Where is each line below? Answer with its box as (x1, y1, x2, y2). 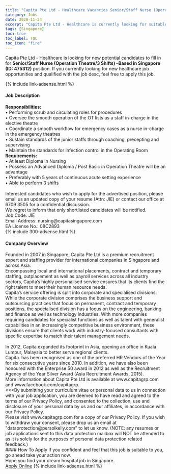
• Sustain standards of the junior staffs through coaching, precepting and (5, 136, 159, 142)
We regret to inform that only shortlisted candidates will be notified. (5, 207, 147, 213)
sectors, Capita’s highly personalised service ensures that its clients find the (5, 279, 165, 285)
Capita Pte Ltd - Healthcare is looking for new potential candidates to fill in (5, 55, 161, 61)
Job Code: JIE (5, 212, 35, 218)
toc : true (5, 31, 26, 36)
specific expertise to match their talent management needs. (5, 333, 131, 339)
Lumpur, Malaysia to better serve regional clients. (5, 349, 109, 355)
